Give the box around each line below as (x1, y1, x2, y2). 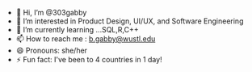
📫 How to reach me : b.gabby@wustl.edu (15, 34, 156, 44)
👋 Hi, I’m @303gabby (15, 8, 87, 17)
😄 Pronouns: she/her (15, 45, 87, 55)
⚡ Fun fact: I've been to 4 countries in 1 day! (15, 55, 163, 64)
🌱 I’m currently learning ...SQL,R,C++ (15, 25, 139, 34)
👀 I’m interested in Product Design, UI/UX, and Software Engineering (15, 16, 244, 26)
